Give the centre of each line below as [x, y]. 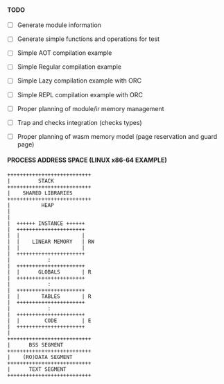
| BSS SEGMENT [35, 345]
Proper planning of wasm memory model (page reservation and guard [117, 136]
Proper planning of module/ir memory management [91, 108]
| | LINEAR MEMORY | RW [51, 242]
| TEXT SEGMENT [37, 369]
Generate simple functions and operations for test [88, 39]
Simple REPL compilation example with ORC [80, 94]
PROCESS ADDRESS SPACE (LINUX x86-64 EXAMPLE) [87, 160]
